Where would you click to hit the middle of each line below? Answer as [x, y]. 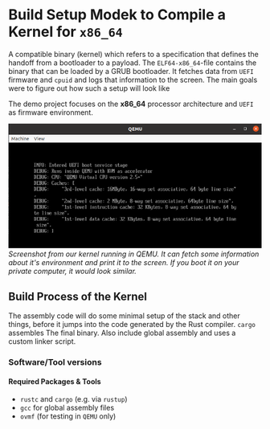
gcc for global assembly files [67, 408]
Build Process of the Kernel [78, 296]
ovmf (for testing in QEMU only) [68, 416]
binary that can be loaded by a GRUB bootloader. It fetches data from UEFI [131, 71]
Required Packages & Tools [55, 381]
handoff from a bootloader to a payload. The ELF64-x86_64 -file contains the [133, 63]
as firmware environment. [51, 112]
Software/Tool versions [55, 362]
